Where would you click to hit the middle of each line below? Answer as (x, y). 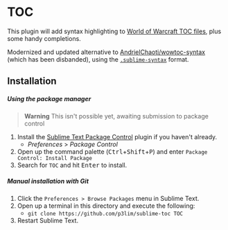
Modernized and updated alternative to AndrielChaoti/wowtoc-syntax (106, 52)
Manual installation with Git (48, 181)
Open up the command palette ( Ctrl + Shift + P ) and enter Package (112, 152)
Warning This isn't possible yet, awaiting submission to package (116, 116)
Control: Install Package (54, 159)
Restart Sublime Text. (47, 221)
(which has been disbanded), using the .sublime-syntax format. (98, 59)
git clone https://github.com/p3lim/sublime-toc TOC (105, 214)
